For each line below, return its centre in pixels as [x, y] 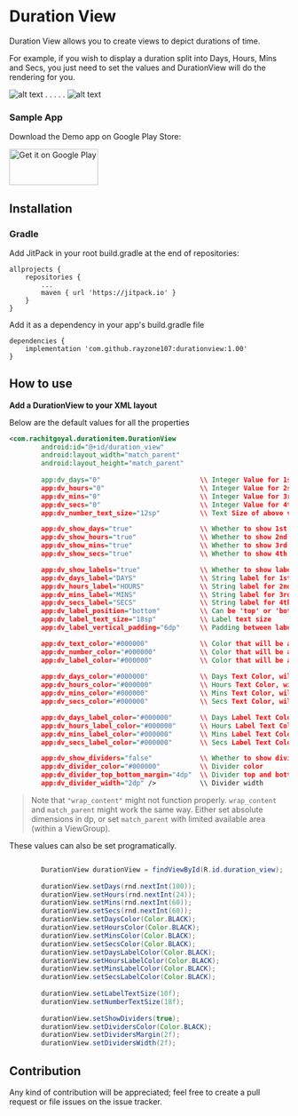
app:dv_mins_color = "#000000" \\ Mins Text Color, [158, 694]
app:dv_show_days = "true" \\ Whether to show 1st [165, 529]
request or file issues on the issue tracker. [86, 1102]
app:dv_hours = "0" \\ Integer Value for [160, 488]
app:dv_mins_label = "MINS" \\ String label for [158, 594]
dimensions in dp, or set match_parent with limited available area [148, 818]
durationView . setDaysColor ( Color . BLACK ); [119, 920]
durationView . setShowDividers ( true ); [110, 1018]
